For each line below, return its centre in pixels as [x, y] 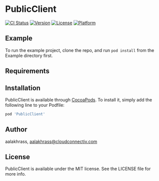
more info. [16, 174]
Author [16, 130]
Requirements [27, 71]
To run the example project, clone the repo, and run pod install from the [80, 50]
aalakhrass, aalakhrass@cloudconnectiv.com [51, 141]
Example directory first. [29, 55]
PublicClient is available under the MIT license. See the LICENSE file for [78, 169]
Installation [23, 88]
